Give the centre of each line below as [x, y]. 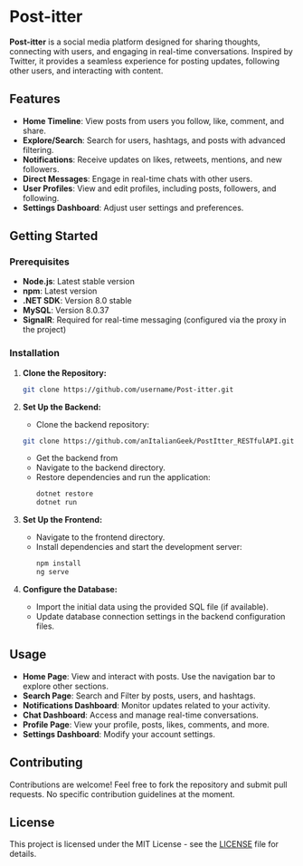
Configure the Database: [70, 589]
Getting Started [54, 236]
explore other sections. [66, 686]
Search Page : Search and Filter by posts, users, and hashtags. [139, 696]
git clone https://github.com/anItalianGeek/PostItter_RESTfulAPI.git [158, 441]
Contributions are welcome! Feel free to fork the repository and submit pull [148, 784]
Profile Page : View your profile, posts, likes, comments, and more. [146, 724]
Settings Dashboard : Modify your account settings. [118, 734]
